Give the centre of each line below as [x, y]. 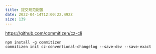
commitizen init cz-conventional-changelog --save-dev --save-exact [78, 47]
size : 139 [16, 19]
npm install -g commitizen [33, 42]
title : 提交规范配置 [24, 10]
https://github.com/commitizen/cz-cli [44, 33]
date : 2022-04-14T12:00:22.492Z [39, 14]
